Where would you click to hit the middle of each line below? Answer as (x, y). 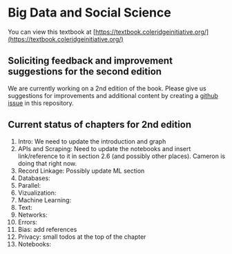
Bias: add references (47, 229)
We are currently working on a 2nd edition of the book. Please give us (107, 88)
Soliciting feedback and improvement (90, 61)
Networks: (32, 215)
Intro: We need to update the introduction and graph (92, 141)
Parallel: (29, 185)
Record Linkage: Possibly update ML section (81, 170)
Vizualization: (37, 193)
